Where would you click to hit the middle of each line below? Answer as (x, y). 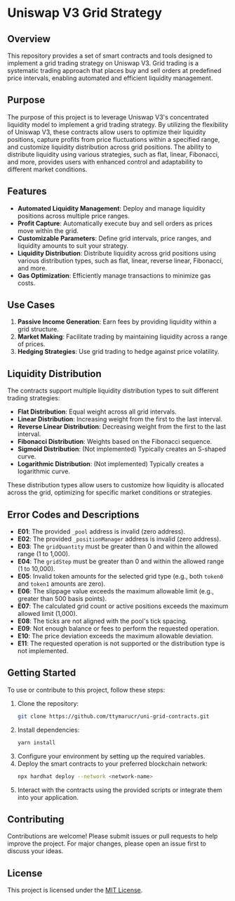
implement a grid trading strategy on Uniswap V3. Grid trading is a (103, 63)
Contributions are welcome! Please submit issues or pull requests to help (113, 836)
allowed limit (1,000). (47, 614)
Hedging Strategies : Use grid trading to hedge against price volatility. (118, 352)
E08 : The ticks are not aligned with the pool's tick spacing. (102, 621)
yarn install (36, 742)
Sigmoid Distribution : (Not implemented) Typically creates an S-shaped (122, 449)
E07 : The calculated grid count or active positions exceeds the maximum (123, 606)
